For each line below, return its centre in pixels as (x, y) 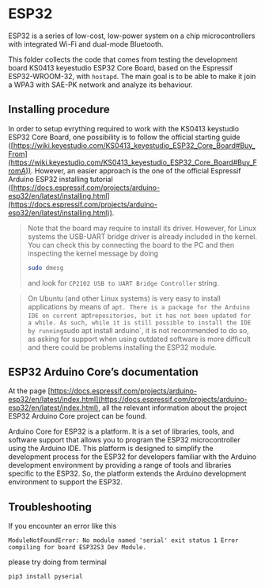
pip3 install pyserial (45, 577)
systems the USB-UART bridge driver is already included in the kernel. (142, 236)
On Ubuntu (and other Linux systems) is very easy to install (124, 298)
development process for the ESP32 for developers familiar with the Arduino (132, 457)
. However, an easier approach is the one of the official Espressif (136, 170)
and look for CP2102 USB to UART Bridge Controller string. (123, 283)
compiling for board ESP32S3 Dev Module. (78, 548)
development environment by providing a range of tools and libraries (120, 465)
